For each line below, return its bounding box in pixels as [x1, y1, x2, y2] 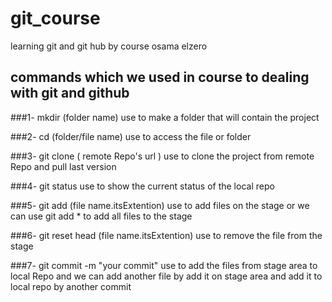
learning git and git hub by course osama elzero [10, 40, 208, 52]
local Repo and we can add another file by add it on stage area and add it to [10, 270, 323, 282]
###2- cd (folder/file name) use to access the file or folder [10, 130, 252, 142]
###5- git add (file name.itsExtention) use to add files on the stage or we [10, 199, 310, 211]
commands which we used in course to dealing [10, 69, 310, 86]
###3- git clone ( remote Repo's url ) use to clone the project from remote [10, 150, 315, 162]
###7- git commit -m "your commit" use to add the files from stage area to [10, 259, 318, 271]
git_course [10, 7, 101, 30]
